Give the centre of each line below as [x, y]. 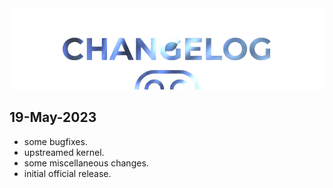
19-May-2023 [53, 117]
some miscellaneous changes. [86, 163]
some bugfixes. [55, 141]
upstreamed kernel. [64, 152]
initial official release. [67, 173]
